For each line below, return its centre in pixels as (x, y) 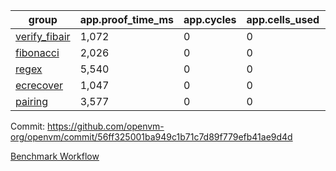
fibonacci (37, 52)
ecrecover (39, 85)
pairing (32, 101)
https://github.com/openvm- (106, 126)
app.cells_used (283, 19)
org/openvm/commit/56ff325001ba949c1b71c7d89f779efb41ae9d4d (151, 137)
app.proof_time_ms (127, 19)
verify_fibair (43, 36)
